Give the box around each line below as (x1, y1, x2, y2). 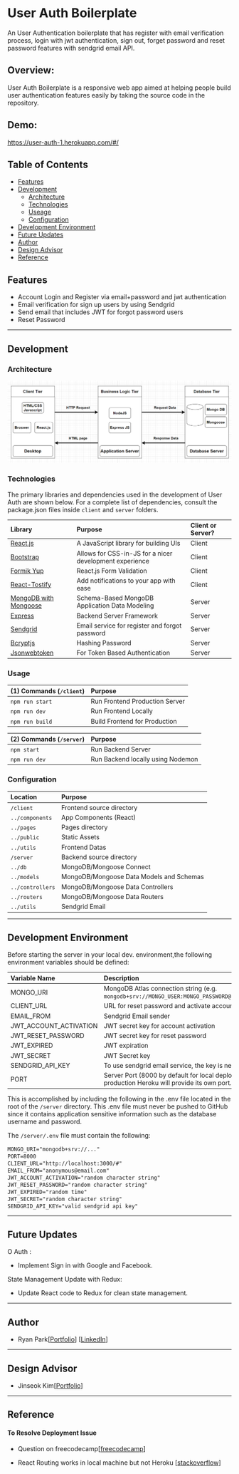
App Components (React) (61, 813, 137, 821)
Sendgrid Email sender (103, 1012, 171, 1020)
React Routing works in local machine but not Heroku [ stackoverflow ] (17, 1458, 221, 1467)
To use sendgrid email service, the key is (103, 1061, 223, 1069)
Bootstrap (10, 553, 40, 561)
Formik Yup (10, 566, 44, 575)
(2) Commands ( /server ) (10, 735, 85, 743)
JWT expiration (103, 1042, 149, 1050)
